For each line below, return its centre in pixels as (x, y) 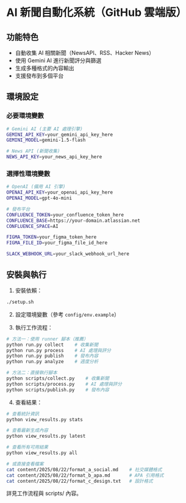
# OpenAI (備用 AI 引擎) (36, 187)
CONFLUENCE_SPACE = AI (33, 226)
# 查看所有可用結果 (27, 447)
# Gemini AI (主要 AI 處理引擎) (45, 129)
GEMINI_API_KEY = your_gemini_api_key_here (60, 134)
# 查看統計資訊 (23, 414)
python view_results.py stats (45, 419)
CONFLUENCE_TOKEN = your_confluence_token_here (65, 215)
